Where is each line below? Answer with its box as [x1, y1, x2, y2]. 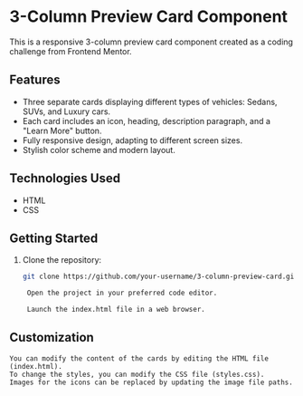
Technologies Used [9, 170, 120, 187]
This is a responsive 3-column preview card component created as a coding [9, 36, 294, 47]
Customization [9, 330, 95, 345]
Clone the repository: [22, 255, 102, 266]
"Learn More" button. [22, 125, 102, 136]
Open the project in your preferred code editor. [26, 288, 218, 298]
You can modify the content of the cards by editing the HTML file [9, 353, 270, 363]
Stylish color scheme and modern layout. [22, 144, 176, 155]
